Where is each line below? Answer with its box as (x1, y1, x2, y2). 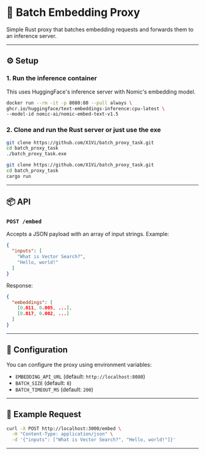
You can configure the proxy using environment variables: (6, 361, 152, 368)
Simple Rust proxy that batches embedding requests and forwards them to (6, 26, 194, 33)
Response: (6, 281, 34, 289)
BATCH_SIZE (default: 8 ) (15, 379, 72, 387)
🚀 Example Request (6, 409, 81, 420)
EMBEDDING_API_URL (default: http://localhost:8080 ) (15, 372, 145, 380)
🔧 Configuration (6, 345, 68, 355)
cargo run (6, 173, 32, 179)
